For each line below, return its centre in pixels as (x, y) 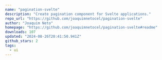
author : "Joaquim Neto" (29, 23)
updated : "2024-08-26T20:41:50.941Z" (43, 37)
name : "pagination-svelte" (32, 9)
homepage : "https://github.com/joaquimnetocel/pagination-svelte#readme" (81, 28)
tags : (10, 45)
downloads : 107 (20, 32)
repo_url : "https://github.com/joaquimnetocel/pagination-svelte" (74, 18)
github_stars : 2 (21, 41)
